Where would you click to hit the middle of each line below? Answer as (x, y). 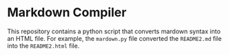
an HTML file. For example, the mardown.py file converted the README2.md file (114, 38)
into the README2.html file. (43, 45)
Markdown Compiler (67, 13)
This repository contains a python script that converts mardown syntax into (114, 31)
